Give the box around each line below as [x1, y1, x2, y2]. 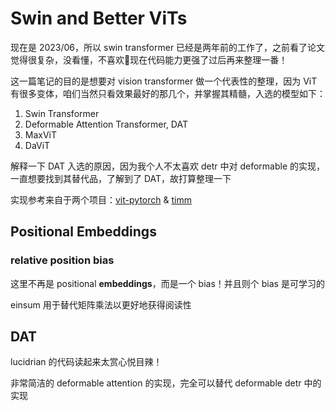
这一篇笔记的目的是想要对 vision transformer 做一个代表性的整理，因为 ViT [10, 75, 318, 87]
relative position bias [10, 253, 115, 267]
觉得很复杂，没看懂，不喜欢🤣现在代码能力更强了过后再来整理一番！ [10, 53, 288, 66]
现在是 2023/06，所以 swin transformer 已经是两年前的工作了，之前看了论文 [10, 41, 326, 53]
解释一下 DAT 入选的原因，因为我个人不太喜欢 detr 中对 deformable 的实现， [10, 160, 325, 172]
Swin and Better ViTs [10, 7, 188, 30]
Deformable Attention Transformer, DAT [24, 118, 188, 130]
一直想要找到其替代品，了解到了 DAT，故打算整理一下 [10, 172, 232, 184]
